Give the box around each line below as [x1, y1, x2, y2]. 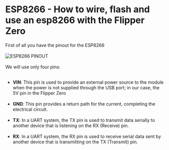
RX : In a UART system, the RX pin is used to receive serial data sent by [12, 133, 161, 139]
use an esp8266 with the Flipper [5, 14, 145, 26]
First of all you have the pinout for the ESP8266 [5, 42, 105, 48]
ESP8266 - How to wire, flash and [5, 4, 150, 15]
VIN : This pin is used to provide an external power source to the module [12, 79, 164, 85]
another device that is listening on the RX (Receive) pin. [12, 122, 129, 129]
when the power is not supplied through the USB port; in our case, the [12, 84, 160, 90]
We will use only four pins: [5, 64, 61, 70]
